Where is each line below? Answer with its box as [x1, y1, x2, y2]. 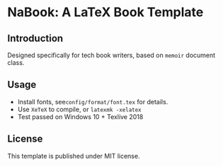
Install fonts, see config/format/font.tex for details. [17, 97, 168, 106]
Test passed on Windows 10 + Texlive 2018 [17, 112, 144, 120]
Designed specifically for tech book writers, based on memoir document [7, 51, 216, 59]
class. [7, 58, 25, 67]
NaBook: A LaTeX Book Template [7, 4, 204, 20]
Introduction [7, 32, 64, 44]
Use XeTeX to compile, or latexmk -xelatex [17, 105, 142, 113]
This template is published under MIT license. [7, 151, 140, 160]
